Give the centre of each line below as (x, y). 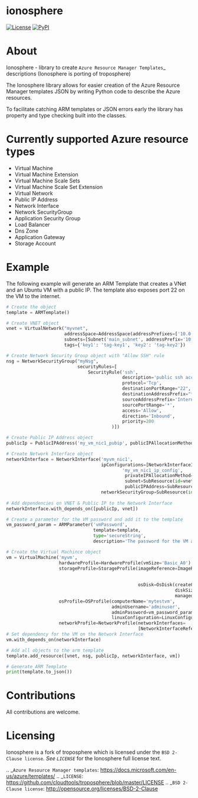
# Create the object (32, 307)
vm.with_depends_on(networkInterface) (54, 640)
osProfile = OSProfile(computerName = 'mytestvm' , (117, 601)
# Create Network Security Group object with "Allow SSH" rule (85, 355)
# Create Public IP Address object (50, 438)
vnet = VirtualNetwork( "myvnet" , (47, 329)
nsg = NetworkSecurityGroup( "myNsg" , (52, 361)
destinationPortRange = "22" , (156, 389)
